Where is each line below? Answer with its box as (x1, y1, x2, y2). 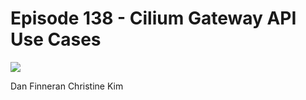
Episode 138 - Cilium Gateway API (10, 7, 297, 30)
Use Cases (10, 28, 102, 51)
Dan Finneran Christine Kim (10, 80, 124, 92)
